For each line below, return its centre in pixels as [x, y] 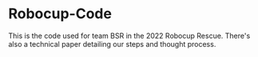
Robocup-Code [60, 14]
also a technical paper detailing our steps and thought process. [112, 44]
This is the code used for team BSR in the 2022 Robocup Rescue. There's [129, 36]
